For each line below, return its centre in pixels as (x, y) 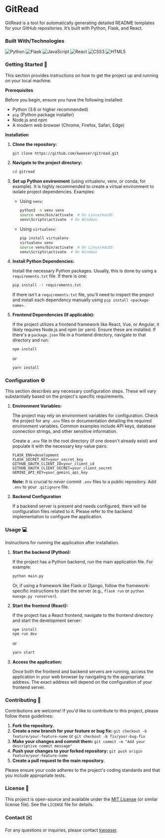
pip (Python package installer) (43, 114)
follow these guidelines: (29, 716)
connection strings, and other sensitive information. (65, 431)
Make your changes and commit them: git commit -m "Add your (79, 742)
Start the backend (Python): (41, 552)
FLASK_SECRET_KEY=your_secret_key (48, 460)
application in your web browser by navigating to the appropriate (78, 677)
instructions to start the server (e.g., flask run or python (87, 591)
